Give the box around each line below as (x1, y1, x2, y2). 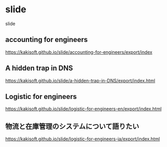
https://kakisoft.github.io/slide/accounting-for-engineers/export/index (5, 49, 153, 55)
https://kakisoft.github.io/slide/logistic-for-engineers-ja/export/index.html (5, 136, 160, 142)
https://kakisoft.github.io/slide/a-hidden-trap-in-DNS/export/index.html (5, 77, 156, 83)
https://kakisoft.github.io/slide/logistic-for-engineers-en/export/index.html (5, 106, 162, 112)
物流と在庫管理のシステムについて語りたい (5, 122, 139, 131)
